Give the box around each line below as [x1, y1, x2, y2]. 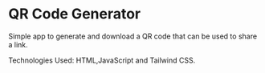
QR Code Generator [8, 5, 141, 23]
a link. [8, 39, 28, 49]
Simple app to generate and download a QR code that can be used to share [8, 31, 258, 41]
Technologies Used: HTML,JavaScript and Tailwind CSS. [8, 55, 196, 65]
